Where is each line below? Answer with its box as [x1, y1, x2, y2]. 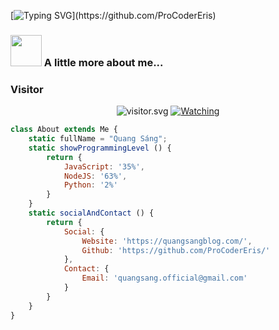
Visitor [10, 82, 44, 96]
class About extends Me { [10, 125, 118, 135]
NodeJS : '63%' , [63, 171, 128, 181]
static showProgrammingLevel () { [28, 143, 172, 153]
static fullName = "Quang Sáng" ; [28, 134, 168, 144]
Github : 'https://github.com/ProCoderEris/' [81, 245, 271, 255]
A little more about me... [43, 55, 164, 69]
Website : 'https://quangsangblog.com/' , [81, 236, 253, 246]
